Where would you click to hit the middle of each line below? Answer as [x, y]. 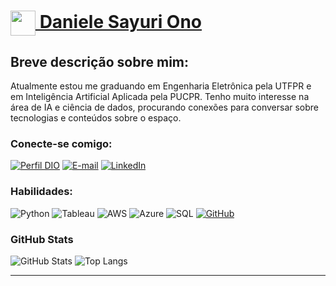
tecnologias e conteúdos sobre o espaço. [96, 118]
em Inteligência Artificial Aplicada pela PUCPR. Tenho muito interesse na [160, 96]
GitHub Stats [42, 239]
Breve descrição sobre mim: [99, 61]
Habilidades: [41, 192]
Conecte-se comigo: [61, 143]
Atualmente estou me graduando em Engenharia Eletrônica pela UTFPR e [161, 86]
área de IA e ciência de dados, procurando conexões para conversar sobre [165, 107]
